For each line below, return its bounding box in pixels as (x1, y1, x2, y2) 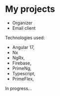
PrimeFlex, (12, 76, 34, 82)
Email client (12, 25, 36, 31)
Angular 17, (12, 44, 34, 50)
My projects (5, 3, 55, 15)
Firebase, (12, 60, 31, 66)
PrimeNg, (12, 65, 32, 71)
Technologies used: (5, 35, 45, 41)
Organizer (12, 20, 33, 26)
